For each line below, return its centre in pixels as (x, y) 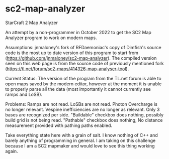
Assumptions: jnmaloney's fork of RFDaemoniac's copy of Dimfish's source (83, 47)
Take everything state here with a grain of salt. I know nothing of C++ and (82, 135)
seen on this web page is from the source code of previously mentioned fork (84, 63)
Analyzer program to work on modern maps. (51, 38)
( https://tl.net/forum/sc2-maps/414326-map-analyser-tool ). (67, 69)
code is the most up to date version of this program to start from (72, 53)
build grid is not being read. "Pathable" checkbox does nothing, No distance (84, 120)
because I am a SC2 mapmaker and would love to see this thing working (80, 145)
